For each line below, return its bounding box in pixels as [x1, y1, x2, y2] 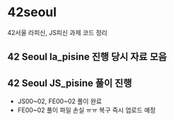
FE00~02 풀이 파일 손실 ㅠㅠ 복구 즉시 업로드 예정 [17, 106, 156, 115]
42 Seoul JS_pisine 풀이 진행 [7, 77, 132, 89]
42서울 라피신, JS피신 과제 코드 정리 [7, 28, 108, 37]
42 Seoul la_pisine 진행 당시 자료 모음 [7, 51, 168, 63]
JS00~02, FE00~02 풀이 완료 [17, 97, 103, 106]
